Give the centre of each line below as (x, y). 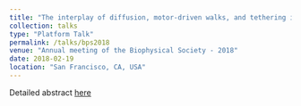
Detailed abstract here (50, 92)
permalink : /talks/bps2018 (60, 42)
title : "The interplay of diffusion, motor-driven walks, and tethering (148, 17)
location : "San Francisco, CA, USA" (77, 68)
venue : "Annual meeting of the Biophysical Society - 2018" (124, 51)
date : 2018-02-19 (42, 59)
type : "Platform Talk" (52, 34)
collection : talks (43, 26)
